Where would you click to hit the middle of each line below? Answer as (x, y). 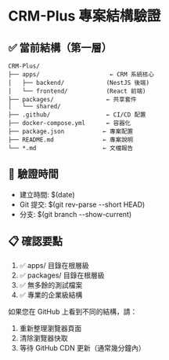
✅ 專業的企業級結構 (51, 295)
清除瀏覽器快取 (43, 338)
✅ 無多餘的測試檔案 (51, 285)
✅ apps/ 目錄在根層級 (54, 265)
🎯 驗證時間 (33, 174)
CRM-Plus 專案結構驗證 (84, 16)
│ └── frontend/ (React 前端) (77, 91)
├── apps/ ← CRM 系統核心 (81, 75)
